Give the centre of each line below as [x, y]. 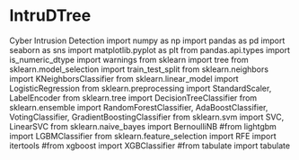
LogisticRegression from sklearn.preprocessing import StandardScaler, [141, 88]
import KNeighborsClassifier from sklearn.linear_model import [124, 78]
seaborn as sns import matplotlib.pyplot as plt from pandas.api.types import [149, 49]
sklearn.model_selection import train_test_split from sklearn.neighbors [139, 69]
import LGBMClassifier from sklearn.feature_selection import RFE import [143, 136]
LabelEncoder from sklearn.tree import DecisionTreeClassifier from [133, 98]
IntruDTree [50, 16]
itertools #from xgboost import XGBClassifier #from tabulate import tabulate [149, 146]
